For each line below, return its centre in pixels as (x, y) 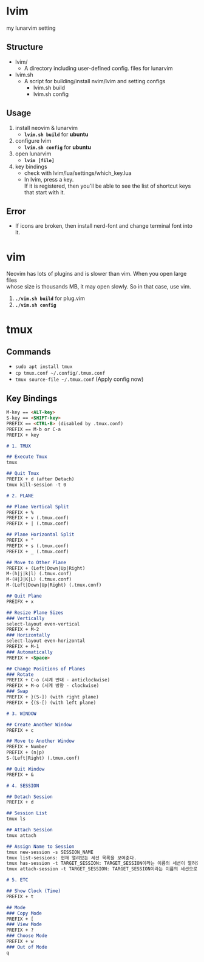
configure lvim (33, 140)
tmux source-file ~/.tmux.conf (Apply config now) (79, 379)
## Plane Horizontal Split (40, 535)
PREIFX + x (20, 602)
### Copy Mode (24, 913)
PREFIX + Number (27, 747)
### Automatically (29, 652)
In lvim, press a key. (49, 179)
